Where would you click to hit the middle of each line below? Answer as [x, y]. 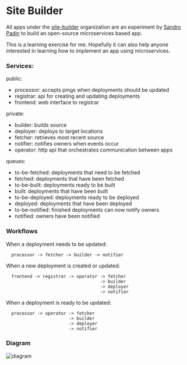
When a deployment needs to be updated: [57, 244]
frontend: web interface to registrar [57, 102]
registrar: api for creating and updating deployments [77, 96]
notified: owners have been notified [57, 216]
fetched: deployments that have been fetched [69, 179]
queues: [16, 161]
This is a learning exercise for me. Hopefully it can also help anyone [87, 44]
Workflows [22, 231]
